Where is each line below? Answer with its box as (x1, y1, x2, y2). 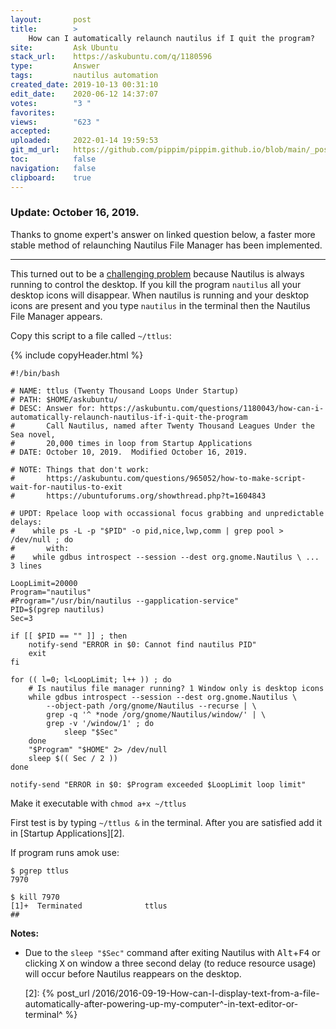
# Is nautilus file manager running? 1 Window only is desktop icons (28, 683, 325, 693)
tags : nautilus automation (10, 71, 159, 81)
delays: (10, 517, 43, 527)
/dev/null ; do (10, 534, 74, 545)
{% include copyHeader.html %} (10, 349, 144, 361)
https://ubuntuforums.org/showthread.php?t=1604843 (46, 491, 267, 501)
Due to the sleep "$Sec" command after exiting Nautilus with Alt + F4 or (24, 946, 321, 958)
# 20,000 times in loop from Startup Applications (10, 438, 253, 448)
